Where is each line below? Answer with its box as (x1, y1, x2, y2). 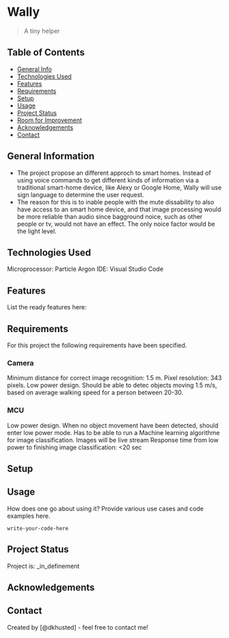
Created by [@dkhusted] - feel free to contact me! (7, 623, 148, 631)
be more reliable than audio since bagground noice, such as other (16, 212, 203, 220)
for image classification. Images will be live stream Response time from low (7, 436, 219, 444)
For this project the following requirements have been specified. (7, 341, 187, 349)
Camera (7, 358, 34, 368)
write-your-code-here (7, 525, 69, 532)
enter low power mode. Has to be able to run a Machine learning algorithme (7, 428, 220, 436)
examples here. (7, 512, 51, 520)
